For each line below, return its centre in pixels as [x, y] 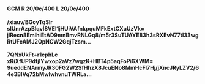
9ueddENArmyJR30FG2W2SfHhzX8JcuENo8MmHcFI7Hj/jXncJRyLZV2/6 [103, 68]
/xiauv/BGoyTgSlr [30, 22]
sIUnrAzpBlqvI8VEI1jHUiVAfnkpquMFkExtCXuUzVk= [76, 29]
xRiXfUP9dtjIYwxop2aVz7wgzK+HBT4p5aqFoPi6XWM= [80, 61]
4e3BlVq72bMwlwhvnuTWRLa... [50, 74]
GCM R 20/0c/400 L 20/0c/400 [48, 9]
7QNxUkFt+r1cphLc [32, 55]
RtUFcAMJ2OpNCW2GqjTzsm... [49, 42]
